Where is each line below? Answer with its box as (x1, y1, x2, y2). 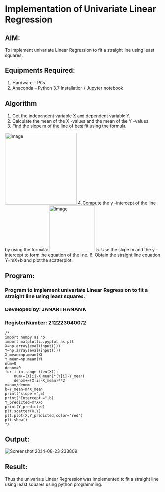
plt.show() (5, 418, 28, 423)
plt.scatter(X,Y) (5, 409, 41, 414)
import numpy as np (5, 335, 45, 340)
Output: (5, 435, 30, 443)
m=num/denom (5, 383, 30, 388)
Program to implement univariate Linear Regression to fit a (5, 286, 148, 293)
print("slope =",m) (5, 391, 45, 396)
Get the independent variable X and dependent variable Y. (12, 113, 131, 119)
